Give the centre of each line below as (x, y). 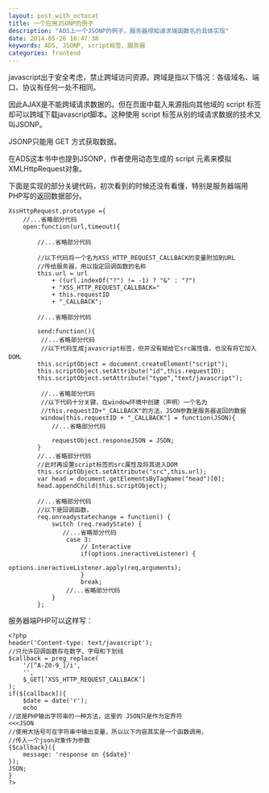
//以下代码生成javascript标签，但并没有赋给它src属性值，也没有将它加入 (149, 349)
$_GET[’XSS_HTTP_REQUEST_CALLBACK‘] (85, 679)
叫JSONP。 (27, 124)
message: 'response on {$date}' (77, 754)
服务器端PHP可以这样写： (51, 620)
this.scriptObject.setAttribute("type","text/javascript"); (140, 378)
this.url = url (63, 274)
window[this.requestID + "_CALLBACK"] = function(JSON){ (138, 418)
